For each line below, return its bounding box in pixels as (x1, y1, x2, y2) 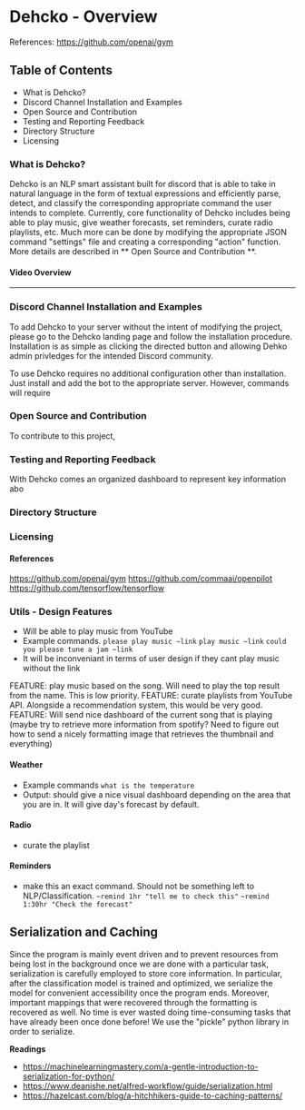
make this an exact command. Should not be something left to (22, 881, 255, 892)
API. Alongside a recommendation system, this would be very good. (9, 699, 263, 710)
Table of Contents (9, 63, 113, 78)
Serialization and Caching (9, 925, 159, 940)
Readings (9, 1043, 46, 1055)
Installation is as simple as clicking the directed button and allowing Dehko (9, 341, 288, 352)
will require (9, 387, 52, 398)
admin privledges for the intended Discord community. (9, 350, 213, 361)
